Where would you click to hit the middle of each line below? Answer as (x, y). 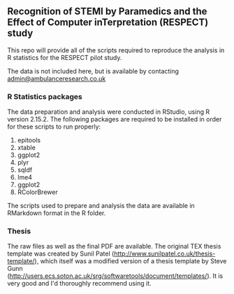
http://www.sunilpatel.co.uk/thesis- (165, 253)
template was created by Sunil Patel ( (61, 253)
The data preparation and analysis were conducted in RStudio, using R (109, 112)
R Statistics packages (45, 96)
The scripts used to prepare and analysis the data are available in (101, 206)
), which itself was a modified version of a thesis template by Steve (131, 261)
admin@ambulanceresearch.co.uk (57, 78)
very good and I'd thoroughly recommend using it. (79, 284)
